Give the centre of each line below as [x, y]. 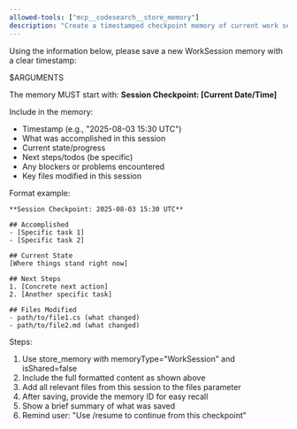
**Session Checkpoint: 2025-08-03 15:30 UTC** [96, 209]
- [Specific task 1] [47, 232]
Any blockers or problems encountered [93, 166]
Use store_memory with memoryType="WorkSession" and [129, 358]
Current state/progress [64, 148]
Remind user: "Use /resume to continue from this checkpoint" [134, 415]
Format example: [40, 193]
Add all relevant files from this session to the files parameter [131, 387]
